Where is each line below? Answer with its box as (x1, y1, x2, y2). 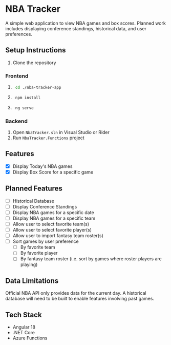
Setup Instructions (5, 46, 66, 54)
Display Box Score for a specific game (12, 169, 94, 175)
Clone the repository (12, 60, 56, 66)
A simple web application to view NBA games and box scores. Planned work (5, 20, 166, 26)
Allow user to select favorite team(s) (12, 221, 90, 227)
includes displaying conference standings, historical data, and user (5, 25, 147, 31)
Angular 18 (12, 324, 36, 330)
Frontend (5, 72, 29, 80)
